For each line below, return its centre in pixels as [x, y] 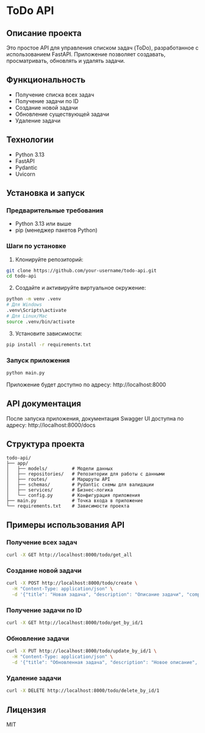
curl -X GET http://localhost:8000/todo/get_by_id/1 [75, 623]
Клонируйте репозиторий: [49, 259]
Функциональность [46, 80]
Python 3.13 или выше [43, 224]
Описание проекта [44, 33]
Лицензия [26, 710]
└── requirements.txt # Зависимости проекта [68, 506]
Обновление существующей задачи [62, 114]
